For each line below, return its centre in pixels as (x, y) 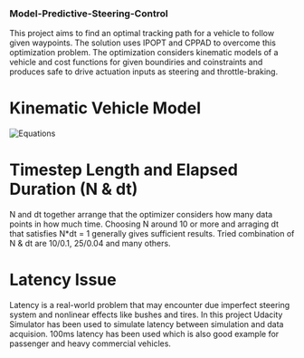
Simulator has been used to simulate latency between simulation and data (147, 324)
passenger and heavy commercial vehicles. (90, 343)
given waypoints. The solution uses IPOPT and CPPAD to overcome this (142, 43)
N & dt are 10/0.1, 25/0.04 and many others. (90, 244)
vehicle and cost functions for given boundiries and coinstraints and (136, 63)
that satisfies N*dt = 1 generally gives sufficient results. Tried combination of (152, 234)
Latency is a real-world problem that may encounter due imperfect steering (150, 305)
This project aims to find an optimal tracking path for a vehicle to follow (142, 34)
